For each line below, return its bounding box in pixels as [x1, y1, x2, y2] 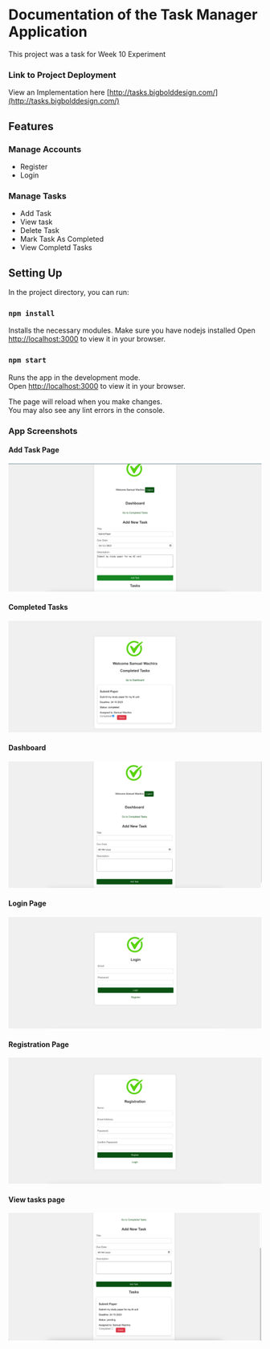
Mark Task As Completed [19, 235, 104, 244]
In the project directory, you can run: [8, 288, 129, 297]
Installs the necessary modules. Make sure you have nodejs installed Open [8, 325, 256, 335]
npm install [8, 309, 55, 318]
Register [19, 161, 48, 171]
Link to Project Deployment [8, 69, 117, 80]
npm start [8, 356, 47, 365]
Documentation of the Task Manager [8, 6, 258, 24]
